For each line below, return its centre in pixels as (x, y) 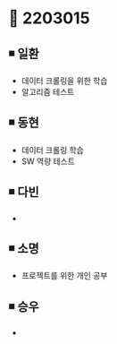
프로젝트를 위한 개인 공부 (64, 276)
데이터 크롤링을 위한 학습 (64, 81)
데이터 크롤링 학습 (52, 150)
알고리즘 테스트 (48, 92)
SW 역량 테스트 (48, 161)
